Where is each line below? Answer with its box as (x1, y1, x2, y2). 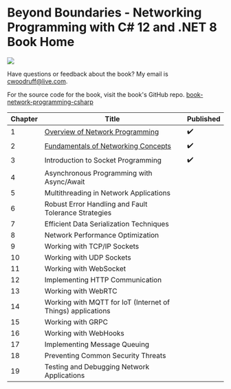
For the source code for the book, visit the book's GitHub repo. (7, 90, 185, 98)
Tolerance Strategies (44, 208, 112, 218)
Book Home (7, 34, 75, 50)
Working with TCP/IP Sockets (44, 241, 140, 251)
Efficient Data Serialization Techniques (44, 219, 170, 229)
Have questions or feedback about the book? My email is (7, 70, 168, 78)
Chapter (10, 114, 38, 123)
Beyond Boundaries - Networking (7, 5, 202, 21)
